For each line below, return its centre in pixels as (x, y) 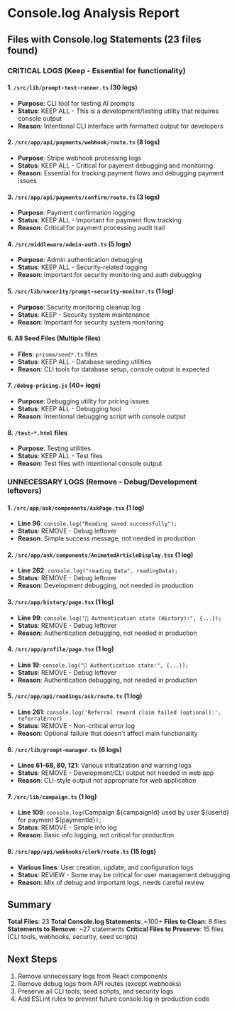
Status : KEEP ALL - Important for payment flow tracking (100, 220)
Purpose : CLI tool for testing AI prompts (76, 103)
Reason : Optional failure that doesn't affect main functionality (108, 734)
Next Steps (32, 959)
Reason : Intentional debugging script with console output (101, 416)
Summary (29, 905)
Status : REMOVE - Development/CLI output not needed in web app (116, 773)
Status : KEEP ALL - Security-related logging (82, 267)
